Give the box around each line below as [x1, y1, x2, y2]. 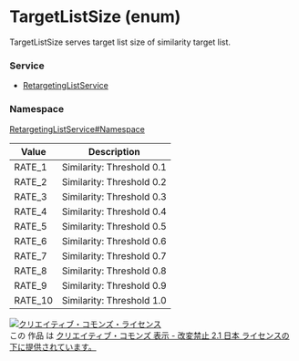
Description [88, 145, 140, 158]
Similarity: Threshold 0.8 [61, 264, 167, 277]
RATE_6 [14, 234, 47, 247]
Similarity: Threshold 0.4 [61, 205, 167, 218]
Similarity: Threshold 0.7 [61, 249, 167, 262]
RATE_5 [14, 220, 47, 232]
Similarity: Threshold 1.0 [61, 294, 167, 306]
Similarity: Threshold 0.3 [61, 190, 167, 202]
